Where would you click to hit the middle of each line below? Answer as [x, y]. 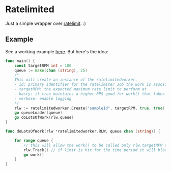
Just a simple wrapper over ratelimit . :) [46, 23]
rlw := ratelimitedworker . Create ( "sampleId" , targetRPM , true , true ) [90, 108]
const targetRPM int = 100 [43, 65]
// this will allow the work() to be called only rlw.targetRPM [93, 145]
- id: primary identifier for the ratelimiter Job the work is [83, 85]
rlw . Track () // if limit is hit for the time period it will [90, 150]
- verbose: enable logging [43, 98]
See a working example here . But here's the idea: [57, 51]
